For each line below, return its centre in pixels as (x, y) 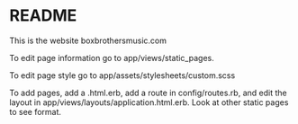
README (43, 16)
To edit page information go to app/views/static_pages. (112, 58)
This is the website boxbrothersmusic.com (88, 40)
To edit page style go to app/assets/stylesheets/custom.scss (122, 75)
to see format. (35, 111)
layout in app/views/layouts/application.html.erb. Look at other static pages (149, 102)
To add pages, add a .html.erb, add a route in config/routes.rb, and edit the (148, 93)
